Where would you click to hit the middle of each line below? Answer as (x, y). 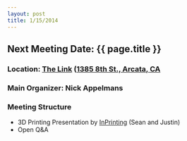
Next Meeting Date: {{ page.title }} (84, 49)
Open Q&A (33, 130)
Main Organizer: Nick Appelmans (65, 87)
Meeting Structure (40, 106)
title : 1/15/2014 (33, 20)
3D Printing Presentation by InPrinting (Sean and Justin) (99, 122)
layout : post (26, 14)
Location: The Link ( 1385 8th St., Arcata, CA (84, 69)
